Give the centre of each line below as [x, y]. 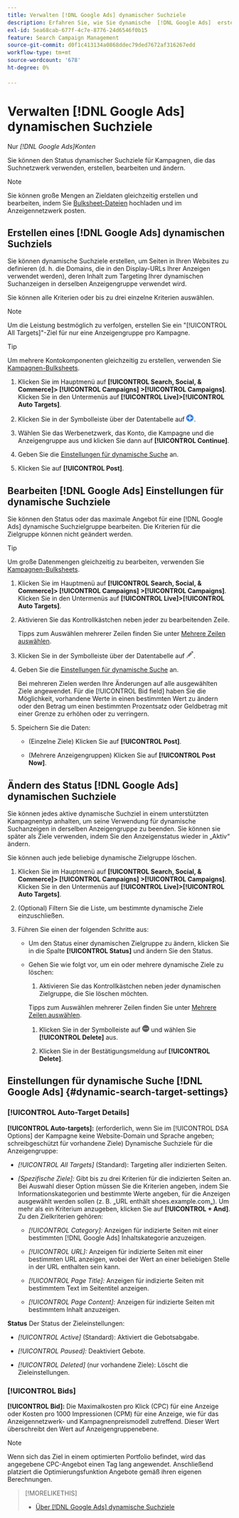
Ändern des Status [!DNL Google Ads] [93, 785]
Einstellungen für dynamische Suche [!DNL [105, 1081]
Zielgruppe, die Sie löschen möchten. [94, 994]
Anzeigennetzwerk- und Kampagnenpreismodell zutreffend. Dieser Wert [113, 1421]
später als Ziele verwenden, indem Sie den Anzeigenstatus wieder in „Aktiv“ [118, 836]
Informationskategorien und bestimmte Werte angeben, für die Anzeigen [124, 1194]
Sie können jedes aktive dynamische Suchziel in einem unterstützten [108, 814]
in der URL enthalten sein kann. [74, 1266]
